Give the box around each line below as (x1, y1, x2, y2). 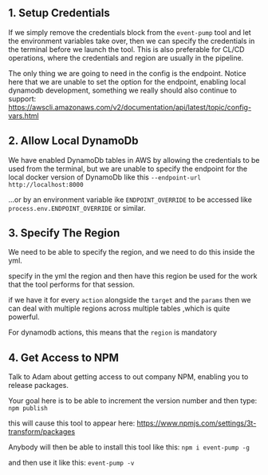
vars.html (8, 111, 39, 121)
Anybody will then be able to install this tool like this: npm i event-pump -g (8, 442, 250, 452)
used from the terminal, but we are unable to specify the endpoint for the (8, 164, 248, 173)
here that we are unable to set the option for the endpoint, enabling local (8, 77, 246, 86)
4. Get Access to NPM (8, 350, 120, 364)
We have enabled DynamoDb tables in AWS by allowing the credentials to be (8, 155, 261, 164)
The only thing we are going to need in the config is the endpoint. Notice (8, 68, 246, 78)
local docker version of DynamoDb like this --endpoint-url (8, 172, 202, 182)
